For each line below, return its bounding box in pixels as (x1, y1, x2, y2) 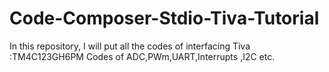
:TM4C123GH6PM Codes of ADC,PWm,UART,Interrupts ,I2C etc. (9, 50, 276, 62)
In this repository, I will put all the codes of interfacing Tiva (9, 40, 251, 52)
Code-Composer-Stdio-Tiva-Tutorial (9, 7, 320, 30)
